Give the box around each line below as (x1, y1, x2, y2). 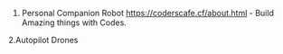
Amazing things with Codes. (21, 17, 127, 28)
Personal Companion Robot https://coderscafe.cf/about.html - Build (21, 8, 275, 18)
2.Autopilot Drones (8, 35, 79, 45)
